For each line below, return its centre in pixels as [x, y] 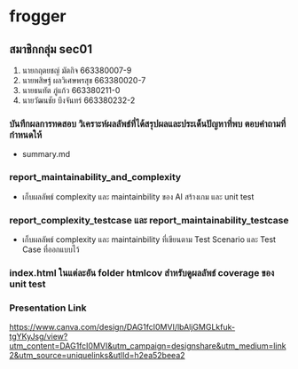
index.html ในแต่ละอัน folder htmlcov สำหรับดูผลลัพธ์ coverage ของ [142, 272]
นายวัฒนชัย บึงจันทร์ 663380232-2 [78, 100]
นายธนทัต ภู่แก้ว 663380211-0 [71, 90]
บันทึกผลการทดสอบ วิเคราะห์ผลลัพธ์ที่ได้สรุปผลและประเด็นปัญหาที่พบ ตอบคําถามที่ [148, 123]
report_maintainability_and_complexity [95, 177]
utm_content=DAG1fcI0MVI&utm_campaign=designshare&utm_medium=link [148, 346]
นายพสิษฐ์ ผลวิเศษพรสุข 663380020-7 [84, 80]
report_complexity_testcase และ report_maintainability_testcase [149, 220]
